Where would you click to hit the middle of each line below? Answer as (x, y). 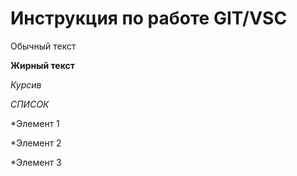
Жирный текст (42, 65)
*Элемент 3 (36, 162)
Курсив (26, 84)
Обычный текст (43, 46)
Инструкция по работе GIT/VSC (149, 18)
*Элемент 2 (36, 143)
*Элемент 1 (35, 123)
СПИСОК (30, 104)
